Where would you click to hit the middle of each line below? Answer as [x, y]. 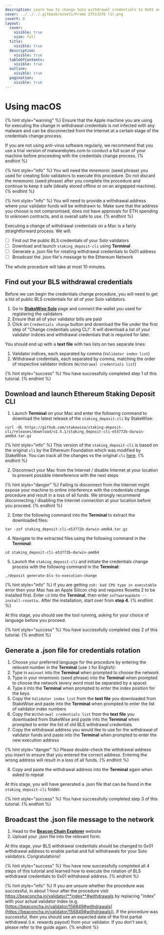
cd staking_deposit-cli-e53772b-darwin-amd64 [52, 553]
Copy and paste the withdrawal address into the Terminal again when [82, 770]
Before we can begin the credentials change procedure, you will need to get [82, 294]
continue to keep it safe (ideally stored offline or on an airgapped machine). [81, 186]
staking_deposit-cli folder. [33, 789]
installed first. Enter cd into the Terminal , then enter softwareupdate [73, 595]
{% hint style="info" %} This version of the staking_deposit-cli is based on [82, 445]
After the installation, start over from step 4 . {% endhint [97, 600]
